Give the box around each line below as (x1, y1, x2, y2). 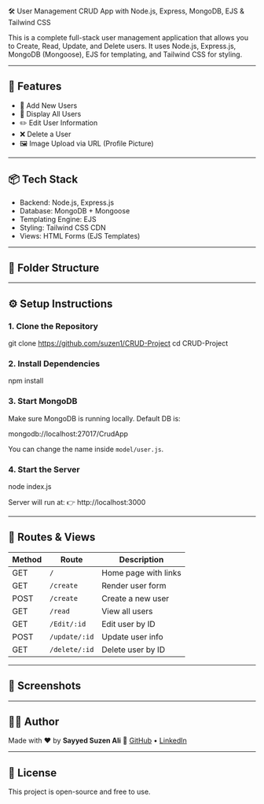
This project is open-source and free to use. (8, 787, 151, 797)
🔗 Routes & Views (8, 531, 96, 544)
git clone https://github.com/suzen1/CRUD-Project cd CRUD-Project (8, 339, 229, 348)
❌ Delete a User (19, 129, 71, 139)
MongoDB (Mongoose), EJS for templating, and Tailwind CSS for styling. (8, 50, 243, 59)
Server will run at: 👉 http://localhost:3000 (8, 498, 146, 507)
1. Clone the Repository (8, 320, 98, 332)
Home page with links (101, 567, 182, 578)
